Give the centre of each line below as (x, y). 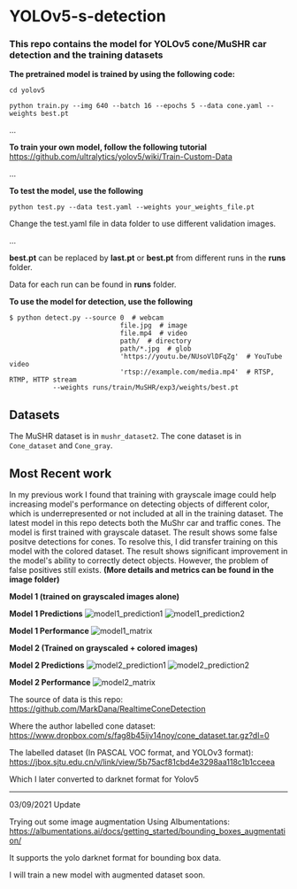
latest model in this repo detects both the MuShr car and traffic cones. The (145, 523)
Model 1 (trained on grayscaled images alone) (94, 597)
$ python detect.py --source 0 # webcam (87, 318)
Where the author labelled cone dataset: (83, 726)
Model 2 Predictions (47, 665)
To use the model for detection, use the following (101, 302)
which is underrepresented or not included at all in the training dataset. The (146, 514)
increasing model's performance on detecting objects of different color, (139, 504)
